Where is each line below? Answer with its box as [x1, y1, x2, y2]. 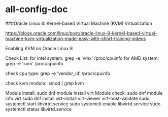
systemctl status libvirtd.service [5, 106, 72, 112]
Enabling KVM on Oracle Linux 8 [5, 45, 73, 51]
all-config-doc [5, 4, 68, 15]
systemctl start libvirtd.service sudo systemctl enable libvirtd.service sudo [5, 100, 161, 107]
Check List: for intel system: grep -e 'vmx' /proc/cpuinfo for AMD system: [5, 55, 159, 61]
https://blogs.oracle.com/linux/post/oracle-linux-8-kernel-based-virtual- [5, 30, 157, 36]
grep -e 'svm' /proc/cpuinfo [5, 60, 63, 66]
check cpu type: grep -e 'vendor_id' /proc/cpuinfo [5, 70, 111, 76]
